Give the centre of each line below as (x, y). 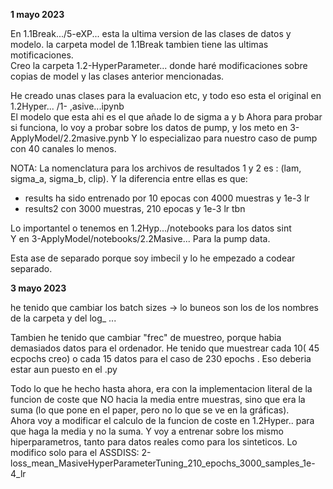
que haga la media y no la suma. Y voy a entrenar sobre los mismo (147, 431)
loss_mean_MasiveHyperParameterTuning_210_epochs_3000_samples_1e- (163, 463)
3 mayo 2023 (38, 288)
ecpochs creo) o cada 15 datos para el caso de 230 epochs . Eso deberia (161, 358)
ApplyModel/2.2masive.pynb (70, 138)
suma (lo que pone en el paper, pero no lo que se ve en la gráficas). (150, 410)
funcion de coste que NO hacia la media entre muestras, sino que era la (158, 399)
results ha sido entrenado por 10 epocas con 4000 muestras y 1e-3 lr (167, 198)
